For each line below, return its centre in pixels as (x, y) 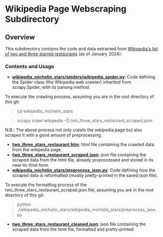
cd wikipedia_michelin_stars (45, 111)
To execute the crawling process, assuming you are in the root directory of (80, 97)
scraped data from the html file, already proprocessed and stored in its (83, 160)
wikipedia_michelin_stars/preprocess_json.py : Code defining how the (84, 170)
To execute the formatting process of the (46, 185)
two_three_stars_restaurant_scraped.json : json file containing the (79, 155)
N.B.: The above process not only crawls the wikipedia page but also (73, 130)
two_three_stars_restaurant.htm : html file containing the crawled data (83, 144)
